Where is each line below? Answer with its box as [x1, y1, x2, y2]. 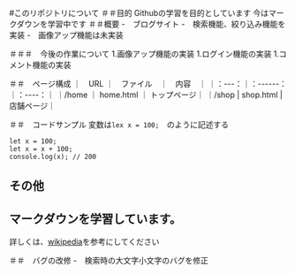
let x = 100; [9, 137, 57, 146]
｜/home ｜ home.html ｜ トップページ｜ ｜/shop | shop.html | [56, 89, 283, 100]
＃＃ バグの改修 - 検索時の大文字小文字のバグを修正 [9, 255, 209, 266]
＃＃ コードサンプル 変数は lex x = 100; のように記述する [9, 119, 230, 130]
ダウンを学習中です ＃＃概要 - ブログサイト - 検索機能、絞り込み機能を [16, 19, 286, 29]
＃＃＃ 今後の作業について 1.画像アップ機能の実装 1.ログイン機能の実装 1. [9, 49, 280, 59]
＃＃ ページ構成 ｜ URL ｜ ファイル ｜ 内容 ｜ [9, 79, 207, 88]
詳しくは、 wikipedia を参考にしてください [9, 237, 160, 247]
